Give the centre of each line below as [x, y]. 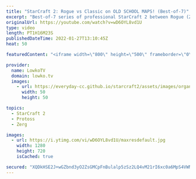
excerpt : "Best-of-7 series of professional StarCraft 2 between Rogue [95, 17]
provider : [18, 65]
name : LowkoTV [28, 71]
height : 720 [31, 151]
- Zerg [19, 124]
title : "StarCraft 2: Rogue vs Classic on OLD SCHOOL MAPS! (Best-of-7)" [98, 11]
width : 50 [33, 92]
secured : [17, 167]
